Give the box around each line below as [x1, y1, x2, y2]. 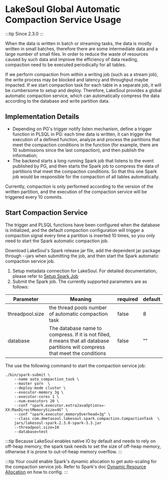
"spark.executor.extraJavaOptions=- [29, 403, 106, 408]
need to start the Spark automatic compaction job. [5, 238, 109, 244]
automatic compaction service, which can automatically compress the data [5, 93, 160, 99]
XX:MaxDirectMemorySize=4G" [5, 407, 64, 412]
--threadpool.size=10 [14, 424, 59, 430]
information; [12, 152, 38, 158]
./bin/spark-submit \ [5, 372, 50, 377]
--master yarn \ [14, 381, 50, 386]
